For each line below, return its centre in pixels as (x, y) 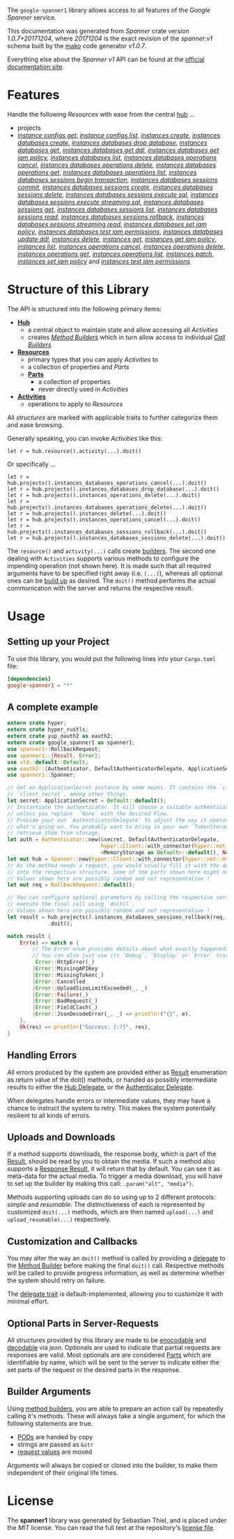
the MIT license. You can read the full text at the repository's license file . (111, 1527)
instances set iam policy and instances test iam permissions (104, 261)
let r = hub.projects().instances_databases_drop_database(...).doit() (113, 489)
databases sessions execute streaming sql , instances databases (110, 202)
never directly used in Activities (83, 389)
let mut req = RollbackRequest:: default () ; (71, 885)
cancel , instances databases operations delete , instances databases (117, 165)
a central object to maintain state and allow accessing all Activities (123, 329)
